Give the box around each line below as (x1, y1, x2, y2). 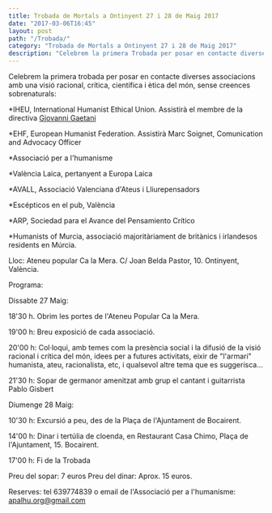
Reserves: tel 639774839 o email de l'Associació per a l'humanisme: (8, 487, 236, 496)
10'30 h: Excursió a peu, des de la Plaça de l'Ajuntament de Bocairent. (8, 416, 241, 425)
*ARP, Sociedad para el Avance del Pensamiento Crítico (8, 216, 196, 225)
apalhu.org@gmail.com (8, 495, 87, 505)
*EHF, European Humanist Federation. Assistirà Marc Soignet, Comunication (8, 129, 263, 138)
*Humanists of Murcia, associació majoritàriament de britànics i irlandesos (8, 231, 257, 241)
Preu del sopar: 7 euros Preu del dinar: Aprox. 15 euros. (8, 471, 193, 481)
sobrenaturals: (8, 89, 57, 98)
